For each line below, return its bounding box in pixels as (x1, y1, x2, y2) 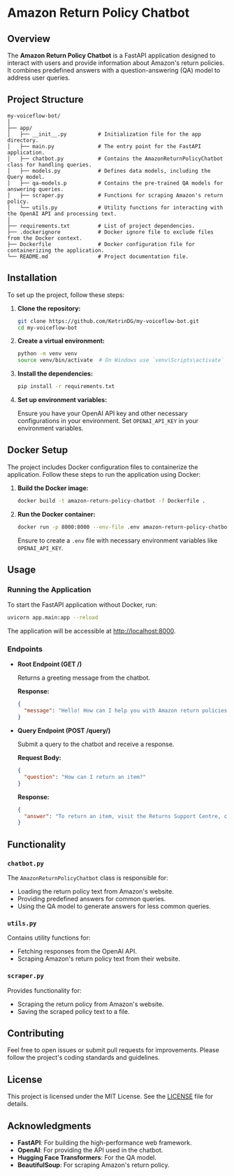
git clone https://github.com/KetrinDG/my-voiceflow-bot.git (17, 317, 200, 324)
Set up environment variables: (17, 396, 108, 403)
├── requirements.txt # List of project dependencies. (7, 222, 196, 229)
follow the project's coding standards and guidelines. (7, 1054, 161, 1062)
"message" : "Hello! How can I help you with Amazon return (24, 708, 200, 715)
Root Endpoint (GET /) (17, 660, 82, 668)
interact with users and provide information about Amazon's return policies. (7, 59, 225, 67)
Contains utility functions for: (7, 933, 91, 942)
